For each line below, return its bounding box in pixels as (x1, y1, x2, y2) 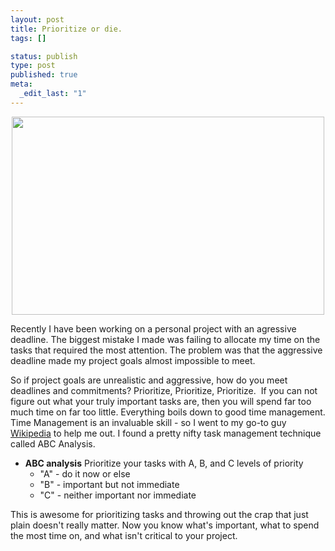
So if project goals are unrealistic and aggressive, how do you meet (10, 374, 288, 386)
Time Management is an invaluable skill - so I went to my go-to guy (10, 416, 287, 428)
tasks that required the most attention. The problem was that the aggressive (10, 344, 323, 356)
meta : (10, 79, 33, 90)
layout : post (10, 14, 65, 25)
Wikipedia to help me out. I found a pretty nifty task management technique (10, 427, 322, 439)
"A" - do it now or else (39, 467, 131, 480)
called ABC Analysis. (10, 437, 96, 450)
